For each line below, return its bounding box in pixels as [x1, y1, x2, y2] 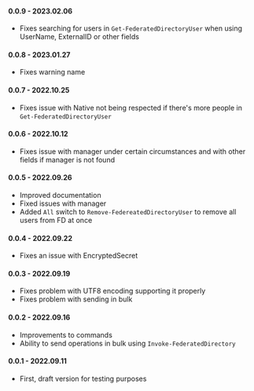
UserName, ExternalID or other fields [19, 32, 140, 42]
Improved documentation [19, 191, 101, 200]
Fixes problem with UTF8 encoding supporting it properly [19, 287, 206, 296]
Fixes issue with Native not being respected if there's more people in [19, 103, 242, 112]
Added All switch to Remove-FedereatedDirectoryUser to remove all [19, 207, 237, 217]
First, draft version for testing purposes [19, 374, 147, 383]
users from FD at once [19, 216, 93, 225]
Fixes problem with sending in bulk [19, 294, 133, 304]
